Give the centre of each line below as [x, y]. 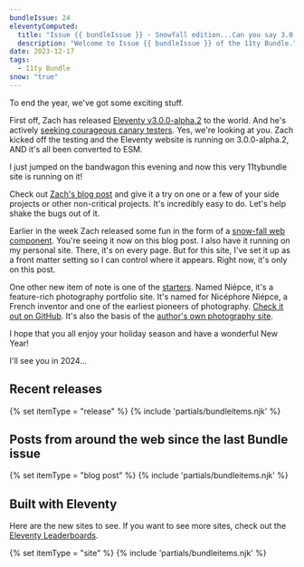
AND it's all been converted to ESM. [76, 149]
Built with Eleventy [63, 504]
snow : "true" [34, 77]
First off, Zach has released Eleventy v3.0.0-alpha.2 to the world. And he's [148, 120]
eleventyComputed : [44, 26]
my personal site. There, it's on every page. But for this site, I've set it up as [150, 249]
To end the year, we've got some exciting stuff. [96, 103]
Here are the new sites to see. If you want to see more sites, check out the [148, 526]
